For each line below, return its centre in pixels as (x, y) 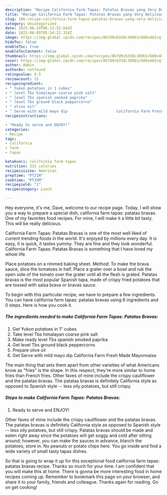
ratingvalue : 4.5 (23, 74)
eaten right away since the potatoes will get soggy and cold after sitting (78, 435)
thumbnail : (16, 56)
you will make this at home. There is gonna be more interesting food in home (83, 471)
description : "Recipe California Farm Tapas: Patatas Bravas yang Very (81, 10)
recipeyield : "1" (23, 185)
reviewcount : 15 (22, 79)
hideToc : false (21, 42)
